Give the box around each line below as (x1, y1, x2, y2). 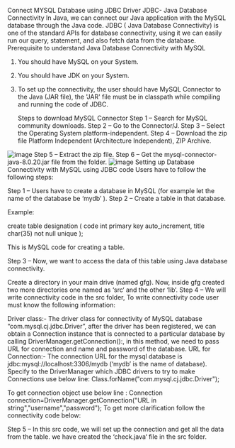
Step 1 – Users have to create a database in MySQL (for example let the (7, 187, 215, 195)
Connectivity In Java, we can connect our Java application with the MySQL (7, 13, 227, 22)
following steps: (7, 173, 54, 181)
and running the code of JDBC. (17, 100, 108, 109)
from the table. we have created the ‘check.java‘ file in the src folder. (7, 432, 207, 441)
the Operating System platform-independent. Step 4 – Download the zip (17, 129, 228, 137)
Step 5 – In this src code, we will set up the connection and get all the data (7, 425, 224, 433)
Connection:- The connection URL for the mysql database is (7, 352, 183, 361)
